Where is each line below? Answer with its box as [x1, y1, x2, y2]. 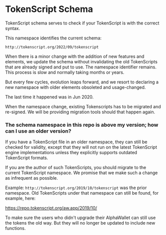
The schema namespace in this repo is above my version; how [5, 121, 159, 128]
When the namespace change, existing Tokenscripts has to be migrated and [5, 103, 161, 109]
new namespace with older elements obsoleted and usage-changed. [5, 84, 146, 90]
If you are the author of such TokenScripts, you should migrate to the [5, 165, 147, 171]
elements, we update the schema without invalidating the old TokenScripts [5, 58, 158, 64]
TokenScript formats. [5, 155, 48, 161]
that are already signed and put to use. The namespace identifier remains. [5, 64, 157, 70]
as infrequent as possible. [5, 175, 58, 181]
